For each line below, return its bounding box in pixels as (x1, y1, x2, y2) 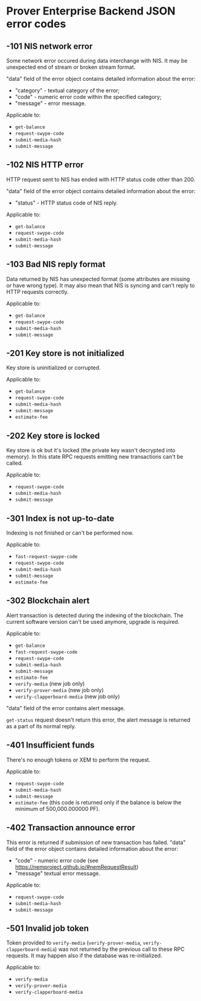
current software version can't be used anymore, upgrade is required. (6, 618, 180, 625)
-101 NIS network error (6, 41, 93, 51)
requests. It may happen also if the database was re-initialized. (6, 952, 162, 959)
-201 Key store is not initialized (6, 348, 125, 358)
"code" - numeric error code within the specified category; (14, 94, 162, 100)
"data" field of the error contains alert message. (6, 704, 126, 711)
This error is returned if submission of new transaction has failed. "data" (6, 839, 186, 846)
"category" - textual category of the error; (14, 87, 120, 94)
